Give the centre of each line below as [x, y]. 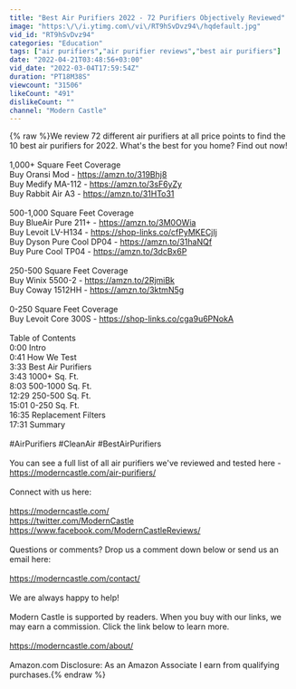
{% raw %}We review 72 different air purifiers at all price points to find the [148, 136]
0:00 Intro [28, 348]
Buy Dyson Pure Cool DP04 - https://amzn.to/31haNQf [111, 242]
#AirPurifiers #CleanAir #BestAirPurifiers [86, 444]
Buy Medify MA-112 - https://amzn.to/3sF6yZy [96, 184]
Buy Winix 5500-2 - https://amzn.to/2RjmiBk [92, 281]
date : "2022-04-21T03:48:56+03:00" [76, 60]
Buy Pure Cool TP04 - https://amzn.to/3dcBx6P [98, 252]
